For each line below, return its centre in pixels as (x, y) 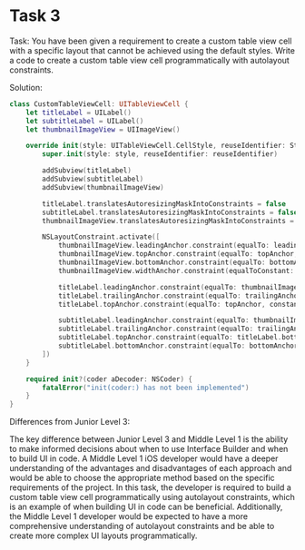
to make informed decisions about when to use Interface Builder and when (149, 449)
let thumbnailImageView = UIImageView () (103, 129)
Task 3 (35, 16)
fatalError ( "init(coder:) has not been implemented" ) (146, 388)
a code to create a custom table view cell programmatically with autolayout (150, 60)
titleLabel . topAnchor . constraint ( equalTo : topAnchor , (162, 304)
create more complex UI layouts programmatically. (103, 535)
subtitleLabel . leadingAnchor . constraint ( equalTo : (153, 320)
